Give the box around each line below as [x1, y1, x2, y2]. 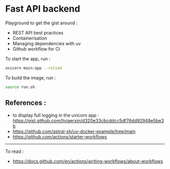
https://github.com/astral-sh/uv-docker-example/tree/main [12, 128, 136, 134]
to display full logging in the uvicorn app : [12, 112, 99, 118]
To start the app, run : [5, 55, 51, 61]
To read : [5, 148, 24, 154]
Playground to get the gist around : [5, 20, 77, 26]
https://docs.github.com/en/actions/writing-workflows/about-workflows [12, 158, 163, 164]
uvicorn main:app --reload [5, 65, 62, 71]
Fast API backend [5, 3, 80, 15]
